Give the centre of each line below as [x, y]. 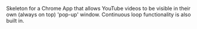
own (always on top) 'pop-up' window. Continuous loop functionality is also [99, 14]
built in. [15, 21]
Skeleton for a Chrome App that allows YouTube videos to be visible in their [98, 8]
